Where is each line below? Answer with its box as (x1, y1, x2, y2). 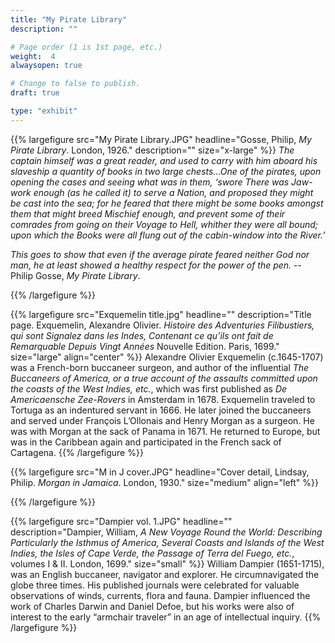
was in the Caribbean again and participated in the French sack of (10, 436, 282, 448)
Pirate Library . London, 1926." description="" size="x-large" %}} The (10, 144, 295, 156)
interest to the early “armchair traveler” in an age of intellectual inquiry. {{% (10, 611, 322, 623)
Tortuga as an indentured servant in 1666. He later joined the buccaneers (10, 404, 312, 416)
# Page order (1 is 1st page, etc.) (10, 42, 163, 52)
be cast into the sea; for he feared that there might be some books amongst (10, 197, 324, 209)
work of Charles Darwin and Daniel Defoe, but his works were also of (10, 600, 295, 612)
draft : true (10, 88, 60, 98)
